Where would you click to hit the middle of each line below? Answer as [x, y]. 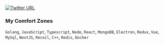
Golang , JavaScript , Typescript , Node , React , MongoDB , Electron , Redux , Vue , [82, 32]
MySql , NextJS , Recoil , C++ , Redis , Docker [47, 37]
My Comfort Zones [29, 21]
